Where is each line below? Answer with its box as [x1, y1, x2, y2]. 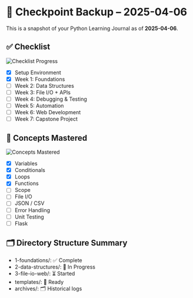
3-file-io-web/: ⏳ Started [14, 270, 75, 277]
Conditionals [14, 167, 45, 174]
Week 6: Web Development [14, 109, 81, 116]
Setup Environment [14, 69, 62, 76]
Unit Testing [14, 213, 44, 220]
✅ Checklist [6, 42, 51, 52]
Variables [14, 160, 38, 167]
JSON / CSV [14, 200, 45, 207]
